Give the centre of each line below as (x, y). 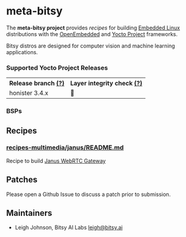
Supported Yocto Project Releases (57, 67)
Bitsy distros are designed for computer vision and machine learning (91, 46)
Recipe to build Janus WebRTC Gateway (56, 161)
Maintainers (29, 213)
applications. (22, 52)
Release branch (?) (37, 84)
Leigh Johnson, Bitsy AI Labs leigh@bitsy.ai (69, 227)
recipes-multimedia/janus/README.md (65, 147)
